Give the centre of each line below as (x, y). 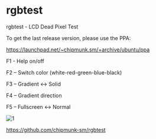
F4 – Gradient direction (34, 95)
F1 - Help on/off (25, 61)
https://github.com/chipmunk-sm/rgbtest (56, 130)
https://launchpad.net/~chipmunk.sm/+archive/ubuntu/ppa (78, 49)
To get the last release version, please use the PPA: (69, 38)
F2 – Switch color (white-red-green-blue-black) (64, 72)
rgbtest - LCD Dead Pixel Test (42, 27)
